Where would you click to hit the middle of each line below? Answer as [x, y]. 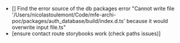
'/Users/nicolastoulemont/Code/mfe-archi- [64, 15]
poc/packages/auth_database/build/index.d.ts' [68, 21]
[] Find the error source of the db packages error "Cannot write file [93, 9]
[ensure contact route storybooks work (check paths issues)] [86, 34]
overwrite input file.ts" [39, 27]
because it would [147, 21]
